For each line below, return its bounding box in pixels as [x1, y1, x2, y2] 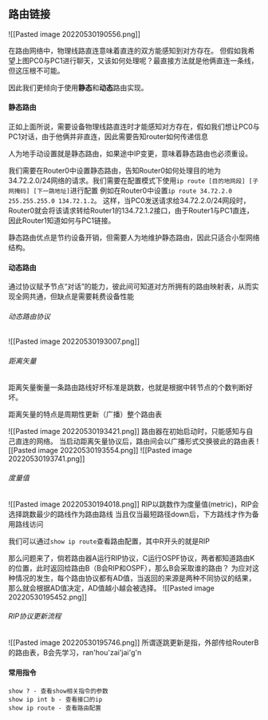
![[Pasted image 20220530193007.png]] [8, 336, 140, 346]
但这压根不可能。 [8, 66, 65, 75]
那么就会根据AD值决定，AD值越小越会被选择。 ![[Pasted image [8, 583, 215, 593]
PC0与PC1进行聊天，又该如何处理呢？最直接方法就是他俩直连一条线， [29, 55, 258, 66]
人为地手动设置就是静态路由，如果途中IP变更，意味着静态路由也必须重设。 [8, 149, 253, 158]
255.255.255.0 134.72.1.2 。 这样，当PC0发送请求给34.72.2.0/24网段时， [8, 196, 250, 205]
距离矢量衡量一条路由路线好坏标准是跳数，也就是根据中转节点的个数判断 [8, 382, 246, 392]
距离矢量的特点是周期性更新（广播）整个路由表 [8, 409, 162, 419]
